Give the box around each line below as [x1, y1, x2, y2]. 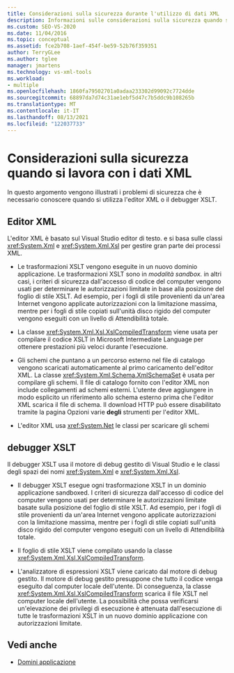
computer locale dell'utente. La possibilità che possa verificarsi [17, 597, 198, 605]
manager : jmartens [7, 62, 61, 69]
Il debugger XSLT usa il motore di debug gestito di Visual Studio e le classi [7, 461, 220, 469]
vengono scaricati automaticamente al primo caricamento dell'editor [17, 364, 214, 372]
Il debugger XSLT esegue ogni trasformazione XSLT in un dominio [17, 481, 207, 490]
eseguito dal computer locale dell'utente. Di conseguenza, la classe [17, 582, 212, 591]
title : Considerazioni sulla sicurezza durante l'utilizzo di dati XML [7, 10, 219, 17]
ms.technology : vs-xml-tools [7, 68, 92, 75]
